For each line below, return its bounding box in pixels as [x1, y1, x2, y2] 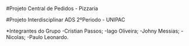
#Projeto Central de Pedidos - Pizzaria [6, 5, 98, 12]
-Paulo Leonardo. [27, 34, 69, 40]
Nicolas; [6, 34, 26, 40]
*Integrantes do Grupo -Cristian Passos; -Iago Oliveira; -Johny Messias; [6, 27, 180, 34]
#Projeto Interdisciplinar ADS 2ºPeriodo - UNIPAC [6, 16, 125, 23]
